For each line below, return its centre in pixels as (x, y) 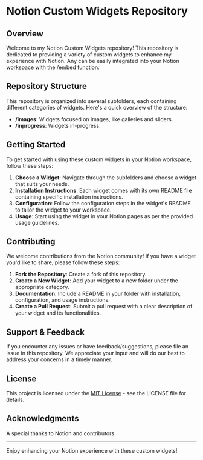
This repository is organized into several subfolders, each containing (92, 101)
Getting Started (36, 145)
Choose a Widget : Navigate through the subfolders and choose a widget (106, 178)
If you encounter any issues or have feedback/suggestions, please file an (98, 347)
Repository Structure (47, 86)
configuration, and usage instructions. (62, 300)
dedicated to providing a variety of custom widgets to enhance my (89, 55)
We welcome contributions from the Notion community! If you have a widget (101, 256)
